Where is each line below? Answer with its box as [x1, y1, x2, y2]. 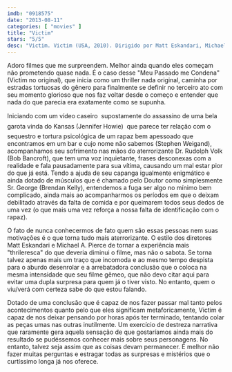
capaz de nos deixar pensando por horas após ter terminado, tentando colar [7, 313, 224, 322]
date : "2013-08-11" [7, 17, 64, 24]
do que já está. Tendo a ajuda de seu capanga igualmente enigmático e [7, 169, 211, 177]
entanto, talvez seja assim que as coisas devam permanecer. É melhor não [7, 343, 220, 351]
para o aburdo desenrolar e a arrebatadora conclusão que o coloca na [7, 263, 207, 271]
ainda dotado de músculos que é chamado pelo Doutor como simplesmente [7, 176, 223, 184]
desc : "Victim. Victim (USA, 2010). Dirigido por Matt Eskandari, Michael [7, 42, 227, 49]
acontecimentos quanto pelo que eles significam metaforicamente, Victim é [7, 306, 222, 314]
